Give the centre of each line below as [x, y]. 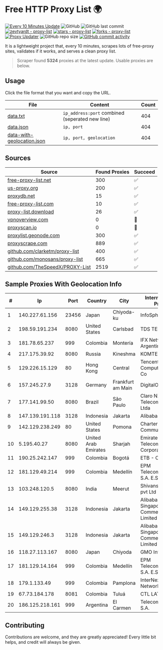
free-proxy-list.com [31, 204]
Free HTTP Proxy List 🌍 [54, 9]
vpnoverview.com [28, 219]
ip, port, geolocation [89, 138]
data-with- [21, 135]
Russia [93, 354]
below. [24, 66]
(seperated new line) [87, 119]
